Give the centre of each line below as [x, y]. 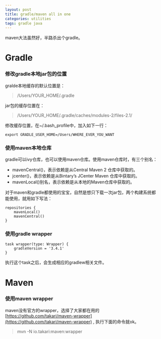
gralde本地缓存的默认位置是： [35, 86]
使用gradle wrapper [29, 234]
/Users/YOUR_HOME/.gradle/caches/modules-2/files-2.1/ [75, 115]
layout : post [18, 10]
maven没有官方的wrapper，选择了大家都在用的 [52, 310]
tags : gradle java [24, 23]
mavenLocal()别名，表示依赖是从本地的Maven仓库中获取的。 [73, 182]
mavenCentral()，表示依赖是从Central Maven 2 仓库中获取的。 [75, 170]
